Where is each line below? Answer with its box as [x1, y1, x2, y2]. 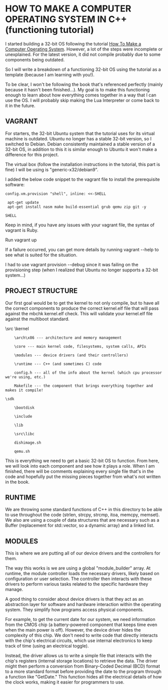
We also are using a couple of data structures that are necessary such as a [5, 517, 159, 523]
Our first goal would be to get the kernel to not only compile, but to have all [5, 300, 159, 306]
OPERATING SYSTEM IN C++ [5, 13, 127, 25]
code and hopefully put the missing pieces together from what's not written [5, 473, 161, 480]
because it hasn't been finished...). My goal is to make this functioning [5, 86, 150, 92]
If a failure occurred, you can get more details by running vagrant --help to [5, 246, 159, 252]
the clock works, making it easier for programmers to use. [5, 679, 124, 685]
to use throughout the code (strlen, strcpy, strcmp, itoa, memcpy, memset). [5, 512, 160, 518]
